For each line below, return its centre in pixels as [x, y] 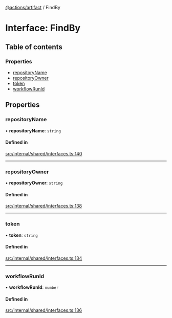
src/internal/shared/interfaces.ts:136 [44, 310]
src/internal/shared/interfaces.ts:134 [44, 258]
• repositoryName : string [33, 130]
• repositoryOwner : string [34, 183]
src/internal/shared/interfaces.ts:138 [44, 206]
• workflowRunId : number [32, 287]
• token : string [22, 235]
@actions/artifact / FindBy [33, 7]
